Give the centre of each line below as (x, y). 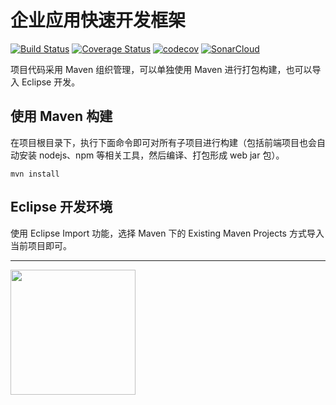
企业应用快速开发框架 (98, 20)
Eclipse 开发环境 (61, 207)
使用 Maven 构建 (61, 116)
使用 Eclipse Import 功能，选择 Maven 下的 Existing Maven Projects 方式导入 (167, 233)
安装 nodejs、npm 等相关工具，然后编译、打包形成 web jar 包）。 (151, 155)
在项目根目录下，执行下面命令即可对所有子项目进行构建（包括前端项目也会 (163, 142)
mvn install (35, 174)
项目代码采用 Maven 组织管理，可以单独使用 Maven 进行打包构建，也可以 (161, 69)
